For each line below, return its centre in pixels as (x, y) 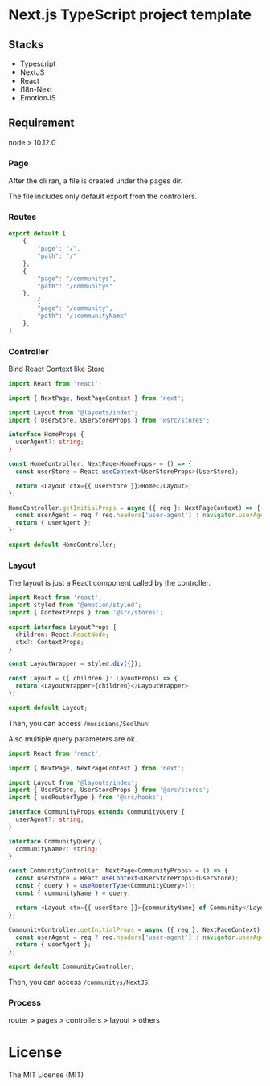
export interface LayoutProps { (62, 627)
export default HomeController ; (62, 545)
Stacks (26, 45)
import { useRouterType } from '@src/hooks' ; (86, 798)
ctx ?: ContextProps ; (50, 642)
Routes (22, 217)
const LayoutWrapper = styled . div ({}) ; (75, 664)
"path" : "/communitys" (75, 286)
